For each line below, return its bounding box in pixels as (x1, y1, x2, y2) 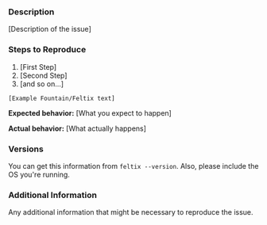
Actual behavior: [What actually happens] (8, 124, 147, 133)
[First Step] (19, 62, 57, 71)
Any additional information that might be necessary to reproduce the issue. (8, 208, 253, 217)
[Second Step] (19, 71, 68, 80)
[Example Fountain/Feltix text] (8, 94, 115, 102)
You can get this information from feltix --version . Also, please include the (8, 161, 259, 170)
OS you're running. (8, 170, 70, 179)
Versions (8, 143, 44, 154)
